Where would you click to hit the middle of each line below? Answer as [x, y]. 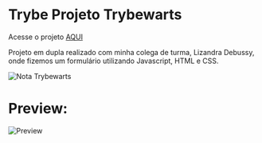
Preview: [38, 109]
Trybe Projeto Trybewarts [95, 15]
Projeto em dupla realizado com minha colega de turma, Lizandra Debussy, [131, 52]
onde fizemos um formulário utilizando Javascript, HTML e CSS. [113, 61]
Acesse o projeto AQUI [46, 37]
